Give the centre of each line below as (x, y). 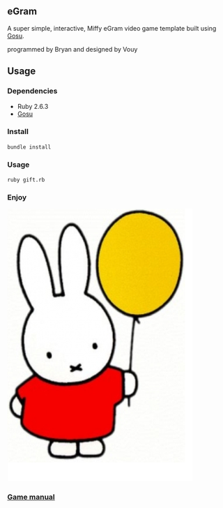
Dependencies (32, 91)
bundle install (29, 147)
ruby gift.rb (26, 180)
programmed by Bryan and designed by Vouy (72, 49)
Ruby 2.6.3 (33, 106)
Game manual (31, 497)
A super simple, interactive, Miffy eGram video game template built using (112, 28)
